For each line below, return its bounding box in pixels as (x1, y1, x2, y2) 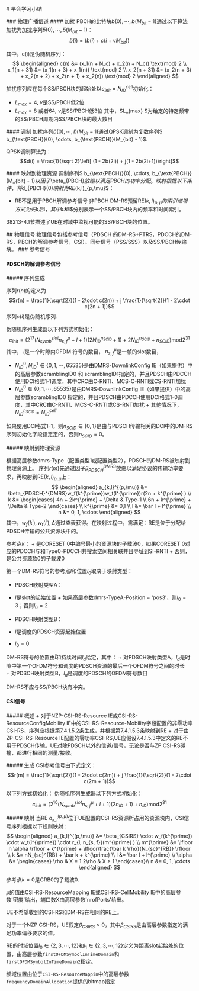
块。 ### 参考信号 (6, 246, 50, 253)
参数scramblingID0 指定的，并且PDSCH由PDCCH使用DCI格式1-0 (20, 394, 178, 401)
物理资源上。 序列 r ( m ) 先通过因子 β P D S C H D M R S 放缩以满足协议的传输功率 (6, 464, 179, 473)
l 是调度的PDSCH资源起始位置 (14, 628, 86, 635)
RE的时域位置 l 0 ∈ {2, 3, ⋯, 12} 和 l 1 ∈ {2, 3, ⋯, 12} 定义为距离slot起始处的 (6, 942, 179, 951)
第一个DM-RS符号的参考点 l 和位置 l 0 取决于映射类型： (6, 567, 133, 576)
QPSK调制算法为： (6, 148, 52, 155)
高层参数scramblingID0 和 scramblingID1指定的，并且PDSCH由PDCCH (20, 370, 192, 377)
